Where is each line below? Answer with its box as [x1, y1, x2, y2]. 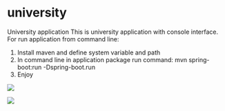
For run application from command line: [7, 34, 119, 43]
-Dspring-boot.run [43, 63, 95, 71]
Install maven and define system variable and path [17, 48, 161, 57]
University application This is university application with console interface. [7, 28, 219, 36]
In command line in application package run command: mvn [17, 55, 188, 63]
